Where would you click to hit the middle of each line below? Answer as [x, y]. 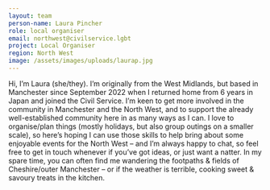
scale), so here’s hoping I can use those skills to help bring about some [126, 134]
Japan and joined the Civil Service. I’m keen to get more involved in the [126, 101]
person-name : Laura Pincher [56, 23]
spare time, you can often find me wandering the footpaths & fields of [124, 160]
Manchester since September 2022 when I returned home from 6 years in [131, 92]
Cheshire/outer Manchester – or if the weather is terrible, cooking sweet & [131, 169]
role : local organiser [46, 31]
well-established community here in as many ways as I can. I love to [121, 118]
